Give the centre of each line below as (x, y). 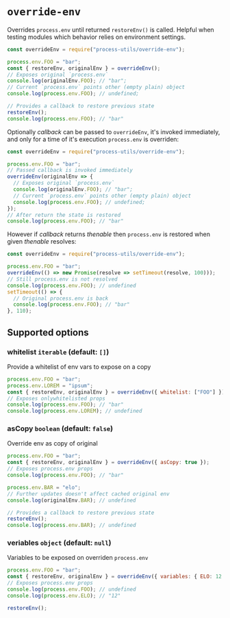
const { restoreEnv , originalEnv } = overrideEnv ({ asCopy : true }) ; (108, 463)
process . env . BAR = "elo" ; (44, 487)
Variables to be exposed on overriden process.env (78, 558)
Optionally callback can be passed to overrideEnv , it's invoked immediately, (114, 131)
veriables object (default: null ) (59, 543)
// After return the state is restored (64, 215)
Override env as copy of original (52, 443)
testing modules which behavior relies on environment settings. (97, 37)
